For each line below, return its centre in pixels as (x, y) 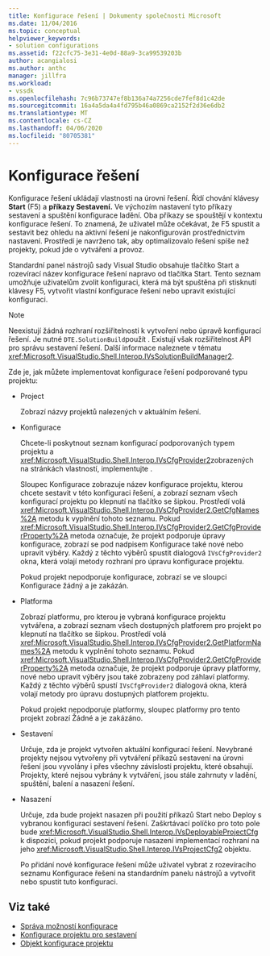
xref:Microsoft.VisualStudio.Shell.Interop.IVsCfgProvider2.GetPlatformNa (141, 642)
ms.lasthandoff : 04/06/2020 (56, 128)
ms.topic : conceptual (45, 31)
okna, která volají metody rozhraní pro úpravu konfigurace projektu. (132, 561)
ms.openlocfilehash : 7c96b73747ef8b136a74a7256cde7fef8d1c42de (117, 98)
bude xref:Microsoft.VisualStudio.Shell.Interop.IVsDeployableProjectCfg (139, 832)
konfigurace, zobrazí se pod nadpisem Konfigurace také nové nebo (132, 544)
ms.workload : (30, 83)
